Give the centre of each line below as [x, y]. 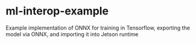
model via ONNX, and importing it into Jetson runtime [72, 34]
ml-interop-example [57, 11]
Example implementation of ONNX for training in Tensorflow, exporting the [98, 28]
